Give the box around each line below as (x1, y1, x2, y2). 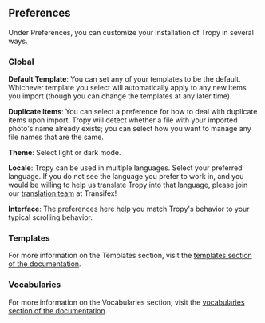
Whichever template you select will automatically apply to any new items (8, 83, 247, 93)
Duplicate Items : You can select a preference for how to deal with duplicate (8, 107, 258, 117)
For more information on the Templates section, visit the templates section (8, 251, 253, 261)
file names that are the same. (8, 132, 104, 142)
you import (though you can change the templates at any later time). (8, 91, 232, 101)
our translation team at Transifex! (8, 189, 117, 198)
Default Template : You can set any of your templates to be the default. (8, 74, 241, 84)
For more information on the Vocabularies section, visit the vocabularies (8, 297, 245, 307)
